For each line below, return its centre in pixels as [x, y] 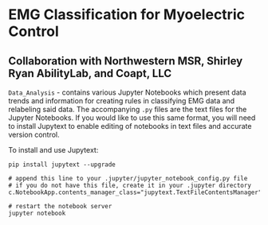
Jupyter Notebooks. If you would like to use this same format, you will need [132, 118]
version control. [34, 134]
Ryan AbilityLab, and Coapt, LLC [90, 73]
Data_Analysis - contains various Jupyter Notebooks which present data [127, 92]
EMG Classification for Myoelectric [127, 15]
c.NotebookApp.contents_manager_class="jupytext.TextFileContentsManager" [135, 192]
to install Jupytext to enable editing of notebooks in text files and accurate [130, 126]
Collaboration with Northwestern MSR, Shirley [126, 61]
